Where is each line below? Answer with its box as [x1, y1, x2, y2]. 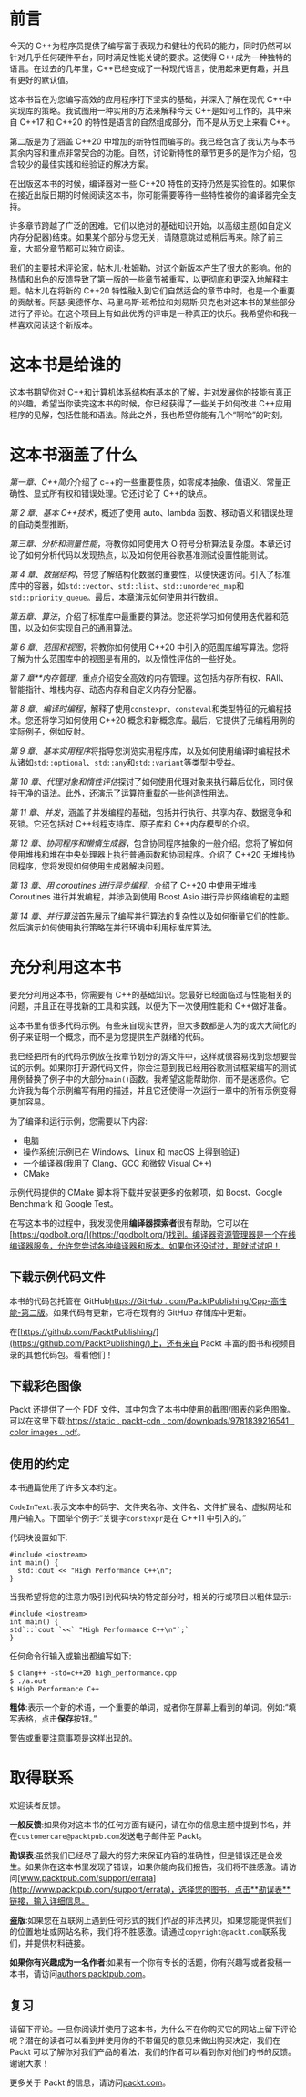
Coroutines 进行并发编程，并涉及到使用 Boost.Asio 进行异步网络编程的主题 [9, 890, 290, 902]
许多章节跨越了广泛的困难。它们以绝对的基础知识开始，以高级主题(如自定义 [9, 220, 292, 231]
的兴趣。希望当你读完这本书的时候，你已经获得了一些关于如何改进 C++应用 [9, 397, 291, 408]
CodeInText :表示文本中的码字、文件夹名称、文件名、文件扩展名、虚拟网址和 [9, 1501, 292, 1513]
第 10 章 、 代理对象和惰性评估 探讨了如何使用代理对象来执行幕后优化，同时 [9, 776, 286, 786]
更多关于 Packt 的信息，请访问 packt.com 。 [9, 2077, 171, 2088]
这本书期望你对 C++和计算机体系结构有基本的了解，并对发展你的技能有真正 [9, 386, 291, 397]
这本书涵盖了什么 [9, 445, 138, 466]
